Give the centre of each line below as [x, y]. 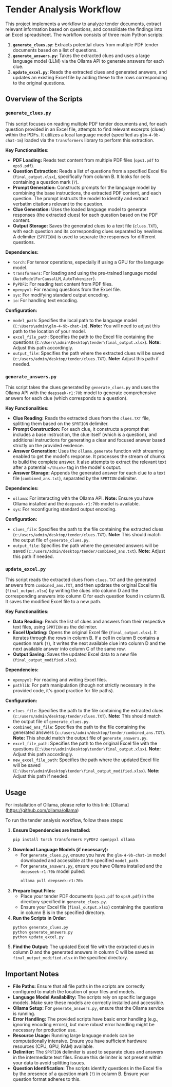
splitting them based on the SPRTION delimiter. [61, 424]
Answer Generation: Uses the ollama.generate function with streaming [88, 451]
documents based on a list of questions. [55, 50]
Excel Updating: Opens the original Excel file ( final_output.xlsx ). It [85, 633]
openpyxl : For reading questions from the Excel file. [67, 289]
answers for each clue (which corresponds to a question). [66, 398]
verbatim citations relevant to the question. [58, 204]
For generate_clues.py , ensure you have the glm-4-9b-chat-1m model [93, 855]
